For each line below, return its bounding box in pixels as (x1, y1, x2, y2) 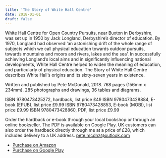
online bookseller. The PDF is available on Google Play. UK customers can (5, 122, 156, 128)
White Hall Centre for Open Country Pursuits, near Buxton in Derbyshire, (5, 30, 153, 36)
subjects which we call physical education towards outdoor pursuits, (5, 46, 145, 52)
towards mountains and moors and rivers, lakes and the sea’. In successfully (5, 51, 161, 57)
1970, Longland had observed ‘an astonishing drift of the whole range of (5, 41, 153, 47)
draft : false (5, 16, 32, 21)
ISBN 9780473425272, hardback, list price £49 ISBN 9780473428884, (5, 97, 150, 103)
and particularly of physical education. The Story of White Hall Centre (5, 67, 148, 73)
